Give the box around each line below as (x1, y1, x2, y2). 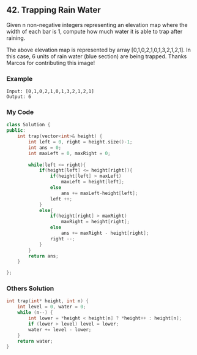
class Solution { (6, 122, 51, 128)
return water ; (17, 338, 53, 344)
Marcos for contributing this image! (6, 59, 95, 66)
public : (6, 128, 26, 134)
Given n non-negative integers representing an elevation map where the (6, 21, 188, 28)
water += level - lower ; (28, 326, 92, 333)
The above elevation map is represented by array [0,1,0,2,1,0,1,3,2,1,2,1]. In (6, 46, 191, 53)
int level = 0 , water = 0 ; (17, 303, 86, 310)
